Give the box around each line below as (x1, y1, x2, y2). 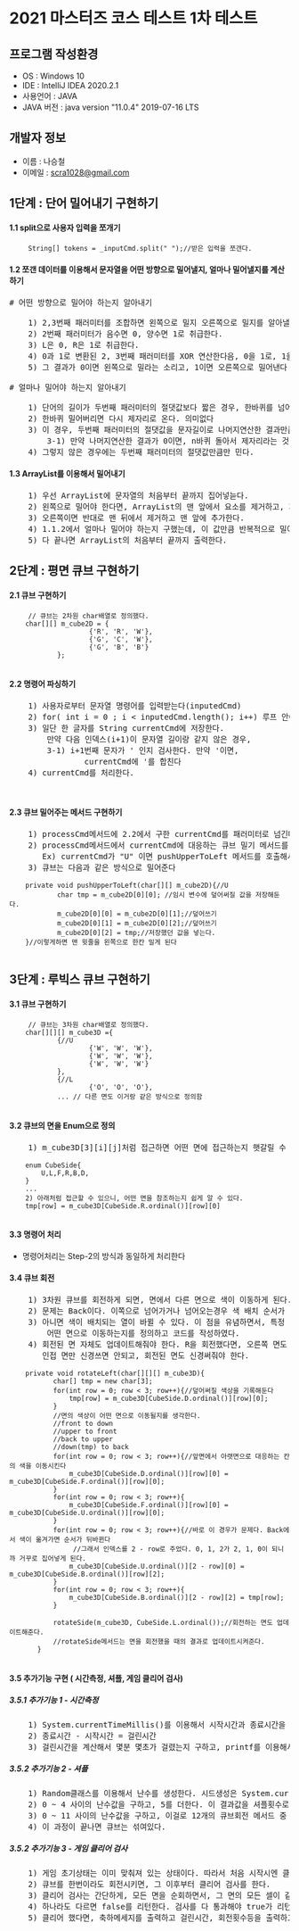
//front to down (53, 1420, 114, 1429)
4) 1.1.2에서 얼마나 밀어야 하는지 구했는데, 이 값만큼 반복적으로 (28, 524, 276, 534)
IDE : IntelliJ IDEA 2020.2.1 (21, 80, 119, 90)
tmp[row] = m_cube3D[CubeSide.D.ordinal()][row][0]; (69, 1394, 269, 1404)
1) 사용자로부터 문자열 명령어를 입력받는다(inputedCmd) (28, 700, 242, 710)
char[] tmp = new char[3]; (53, 1377, 153, 1386)
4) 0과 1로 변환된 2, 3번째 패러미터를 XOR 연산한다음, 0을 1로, (28, 351, 278, 361)
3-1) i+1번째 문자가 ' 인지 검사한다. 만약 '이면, (46, 745, 239, 755)
